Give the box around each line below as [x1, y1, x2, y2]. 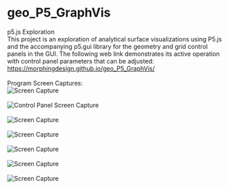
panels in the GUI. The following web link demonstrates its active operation [7, 50, 220, 58]
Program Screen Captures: [7, 79, 83, 87]
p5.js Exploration [7, 28, 55, 36]
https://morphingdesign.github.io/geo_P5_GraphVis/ [7, 64, 155, 72]
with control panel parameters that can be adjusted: [7, 57, 155, 65]
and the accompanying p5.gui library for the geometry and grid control [7, 42, 208, 50]
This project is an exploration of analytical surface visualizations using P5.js [7, 34, 222, 43]
